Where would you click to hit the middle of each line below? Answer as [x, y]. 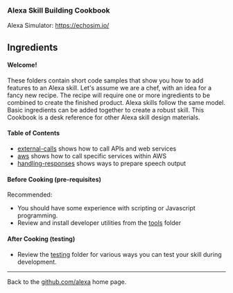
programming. [37, 216]
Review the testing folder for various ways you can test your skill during [119, 254]
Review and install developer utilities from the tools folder [99, 223]
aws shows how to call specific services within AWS [92, 156]
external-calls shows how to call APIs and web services [97, 149]
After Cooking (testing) [41, 239]
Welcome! [22, 65]
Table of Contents [34, 133]
